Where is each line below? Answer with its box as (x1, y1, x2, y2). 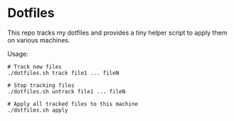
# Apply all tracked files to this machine (7, 100, 139, 108)
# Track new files (7, 63, 62, 70)
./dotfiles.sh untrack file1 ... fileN (7, 88, 126, 95)
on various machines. (7, 35, 70, 44)
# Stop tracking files (7, 81, 75, 89)
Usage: (7, 50, 28, 58)
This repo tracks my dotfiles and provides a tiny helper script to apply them (7, 28, 228, 37)
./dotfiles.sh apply (7, 106, 69, 114)
